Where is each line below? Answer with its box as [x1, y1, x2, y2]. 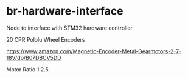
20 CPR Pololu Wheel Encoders [6, 36, 85, 43]
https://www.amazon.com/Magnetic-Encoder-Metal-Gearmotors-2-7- [6, 47, 182, 55]
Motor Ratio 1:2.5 [6, 65, 49, 73]
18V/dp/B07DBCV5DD [6, 54, 61, 61]
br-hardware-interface [6, 4, 124, 18]
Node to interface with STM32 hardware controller [6, 24, 133, 31]
